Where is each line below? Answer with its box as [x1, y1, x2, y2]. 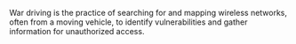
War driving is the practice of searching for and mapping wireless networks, [9, 8, 287, 18]
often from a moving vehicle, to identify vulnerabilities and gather [9, 17, 248, 27]
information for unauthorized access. [9, 26, 145, 36]
